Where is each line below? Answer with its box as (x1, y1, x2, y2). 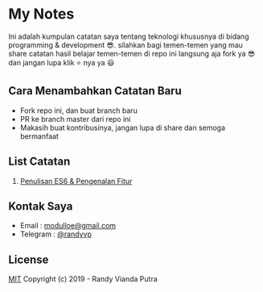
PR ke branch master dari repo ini (19, 114, 131, 123)
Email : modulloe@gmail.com (19, 221, 117, 231)
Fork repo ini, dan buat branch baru (19, 106, 138, 115)
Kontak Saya (8, 199, 73, 213)
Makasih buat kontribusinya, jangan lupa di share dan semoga (19, 123, 226, 132)
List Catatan (8, 155, 71, 169)
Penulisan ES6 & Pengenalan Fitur (19, 176, 133, 186)
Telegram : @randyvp (19, 229, 92, 239)
